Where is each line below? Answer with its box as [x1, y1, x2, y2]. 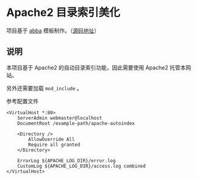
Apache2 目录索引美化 [6, 5, 120, 20]
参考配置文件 [6, 97, 38, 104]
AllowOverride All [28, 136, 75, 142]
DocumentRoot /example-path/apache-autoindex [17, 120, 135, 126]
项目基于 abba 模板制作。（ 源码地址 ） [6, 27, 99, 34]
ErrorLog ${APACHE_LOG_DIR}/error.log [17, 157, 116, 164]
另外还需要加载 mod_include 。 [6, 84, 82, 92]
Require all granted [28, 142, 81, 148]
